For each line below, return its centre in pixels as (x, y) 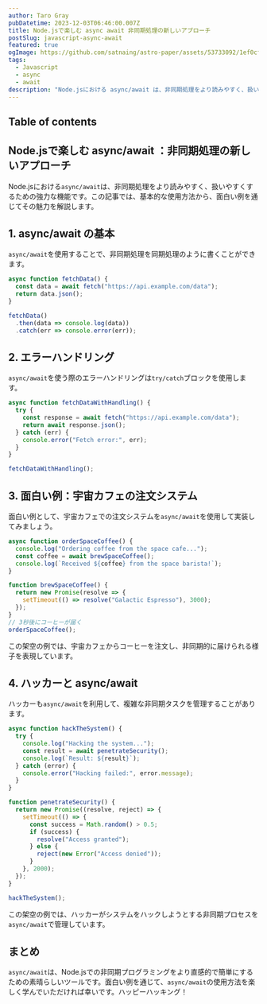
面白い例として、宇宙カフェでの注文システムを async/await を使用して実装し (132, 517)
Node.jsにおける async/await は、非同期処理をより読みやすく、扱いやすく (127, 186)
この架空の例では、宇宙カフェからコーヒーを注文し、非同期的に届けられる (130, 645)
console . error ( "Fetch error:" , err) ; (85, 440)
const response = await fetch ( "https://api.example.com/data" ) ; (131, 418)
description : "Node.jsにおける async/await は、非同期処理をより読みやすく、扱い (134, 89)
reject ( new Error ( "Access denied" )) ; (99, 854)
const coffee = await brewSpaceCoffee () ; (85, 556)
